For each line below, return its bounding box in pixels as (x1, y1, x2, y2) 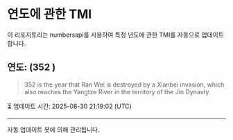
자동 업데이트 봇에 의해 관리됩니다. (7, 125, 100, 134)
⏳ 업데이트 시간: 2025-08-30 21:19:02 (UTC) (7, 102, 132, 110)
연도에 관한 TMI (7, 6, 92, 22)
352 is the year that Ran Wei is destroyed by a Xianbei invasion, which (24, 80, 225, 89)
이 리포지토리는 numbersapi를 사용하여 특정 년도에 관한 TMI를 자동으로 (7, 30, 200, 39)
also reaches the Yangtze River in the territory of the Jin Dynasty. (24, 87, 211, 96)
